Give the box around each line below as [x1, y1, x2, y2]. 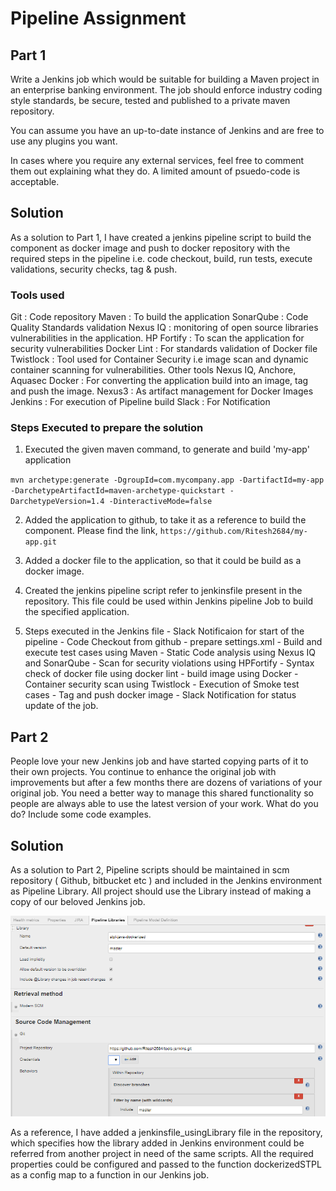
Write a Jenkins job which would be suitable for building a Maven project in [10, 73, 320, 85]
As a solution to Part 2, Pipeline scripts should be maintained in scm [10, 864, 290, 876]
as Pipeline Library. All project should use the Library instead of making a [10, 885, 312, 897]
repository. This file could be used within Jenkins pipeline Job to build [24, 595, 314, 607]
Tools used [10, 288, 65, 302]
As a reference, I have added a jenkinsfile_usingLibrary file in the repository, [10, 1127, 323, 1139]
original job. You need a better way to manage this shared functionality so [10, 787, 314, 799]
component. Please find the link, [24, 525, 158, 537]
